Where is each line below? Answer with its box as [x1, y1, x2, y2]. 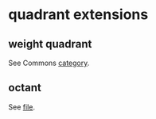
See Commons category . [8, 58, 90, 67]
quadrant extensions [8, 6, 149, 24]
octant [8, 81, 41, 94]
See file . [8, 102, 36, 112]
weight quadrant [8, 37, 92, 51]
